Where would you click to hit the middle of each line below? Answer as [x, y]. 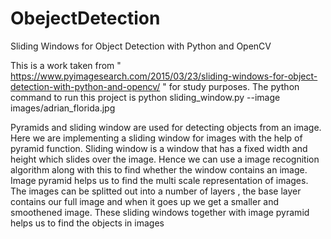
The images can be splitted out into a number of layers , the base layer [156, 191]
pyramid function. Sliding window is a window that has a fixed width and [159, 148]
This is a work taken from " [66, 65]
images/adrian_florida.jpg [63, 108]
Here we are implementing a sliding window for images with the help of [156, 138]
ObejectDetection [85, 18]
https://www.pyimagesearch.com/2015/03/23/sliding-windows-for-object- [164, 76]
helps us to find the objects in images [87, 223]
